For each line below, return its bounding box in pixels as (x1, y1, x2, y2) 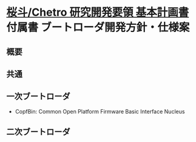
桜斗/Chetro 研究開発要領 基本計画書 (6, 5, 189, 19)
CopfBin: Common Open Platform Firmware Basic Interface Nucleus (15, 108, 185, 115)
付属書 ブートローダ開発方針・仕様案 (6, 21, 190, 34)
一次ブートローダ (6, 91, 70, 102)
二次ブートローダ (6, 127, 70, 137)
